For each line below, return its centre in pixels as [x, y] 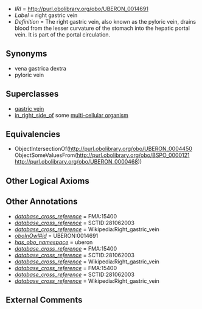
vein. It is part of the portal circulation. [62, 35]
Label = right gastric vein [46, 15]
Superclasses [32, 94]
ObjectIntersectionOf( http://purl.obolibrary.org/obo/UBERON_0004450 [103, 149]
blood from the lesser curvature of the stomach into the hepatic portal [102, 28]
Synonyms [26, 54]
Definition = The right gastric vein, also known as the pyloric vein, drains [105, 22]
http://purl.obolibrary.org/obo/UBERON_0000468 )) [78, 162]
